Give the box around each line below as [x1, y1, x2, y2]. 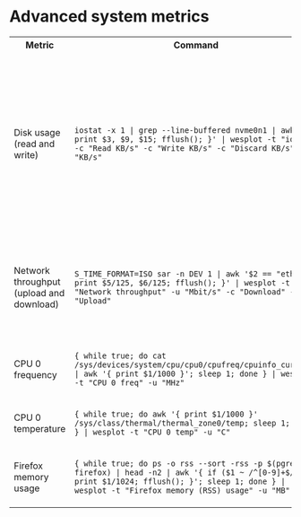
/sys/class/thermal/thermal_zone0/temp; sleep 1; [74, 417, 290, 428]
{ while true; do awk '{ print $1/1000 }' [74, 408, 258, 419]
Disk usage [13, 126, 61, 138]
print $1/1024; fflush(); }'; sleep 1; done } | [74, 476, 286, 486]
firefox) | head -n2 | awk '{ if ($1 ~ [74, 467, 245, 478]
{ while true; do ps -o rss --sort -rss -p [74, 458, 262, 469]
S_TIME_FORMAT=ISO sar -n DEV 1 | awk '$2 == [74, 268, 272, 279]
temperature [13, 422, 66, 434]
